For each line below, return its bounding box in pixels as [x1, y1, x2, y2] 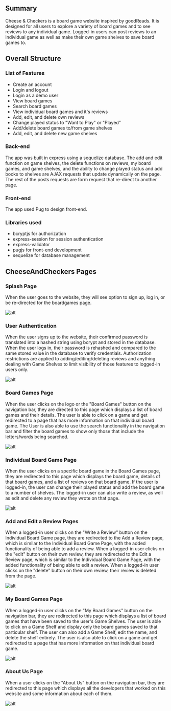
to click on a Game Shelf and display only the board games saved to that [5, 623, 158, 630]
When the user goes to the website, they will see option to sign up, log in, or [5, 294, 165, 300]
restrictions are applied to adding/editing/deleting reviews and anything [5, 356, 156, 362]
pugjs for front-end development [12, 247, 82, 253]
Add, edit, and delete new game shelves [12, 130, 97, 136]
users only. [5, 367, 29, 373]
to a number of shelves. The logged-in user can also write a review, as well [5, 489, 163, 495]
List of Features [5, 70, 45, 77]
